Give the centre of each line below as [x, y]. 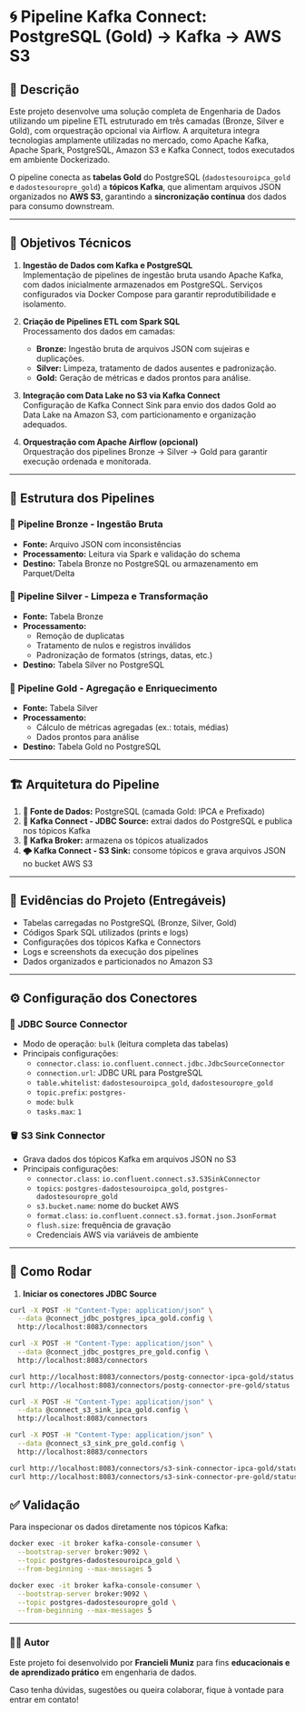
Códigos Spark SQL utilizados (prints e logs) [105, 932]
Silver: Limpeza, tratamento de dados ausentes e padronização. [156, 368]
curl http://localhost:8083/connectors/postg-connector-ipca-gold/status [152, 1377]
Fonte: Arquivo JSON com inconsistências [102, 544]
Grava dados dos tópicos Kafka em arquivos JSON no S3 [129, 1159]
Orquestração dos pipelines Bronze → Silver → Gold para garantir [145, 451]
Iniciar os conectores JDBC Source [89, 1294]
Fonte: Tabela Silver [60, 708]
